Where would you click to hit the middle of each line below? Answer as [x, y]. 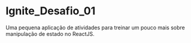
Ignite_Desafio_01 [51, 11]
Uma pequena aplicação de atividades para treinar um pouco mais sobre [95, 27]
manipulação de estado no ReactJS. [50, 33]
